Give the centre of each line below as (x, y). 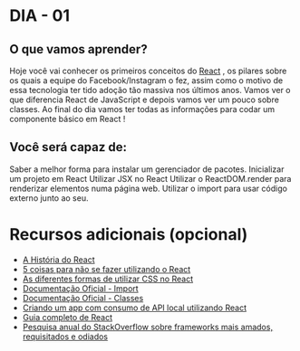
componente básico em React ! (68, 119)
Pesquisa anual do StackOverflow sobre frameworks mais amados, (148, 327)
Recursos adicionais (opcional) (129, 234)
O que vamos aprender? (78, 49)
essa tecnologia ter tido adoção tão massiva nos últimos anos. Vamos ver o (150, 90)
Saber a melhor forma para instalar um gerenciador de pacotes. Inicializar (147, 169)
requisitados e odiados (65, 337)
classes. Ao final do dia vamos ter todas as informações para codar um (142, 109)
